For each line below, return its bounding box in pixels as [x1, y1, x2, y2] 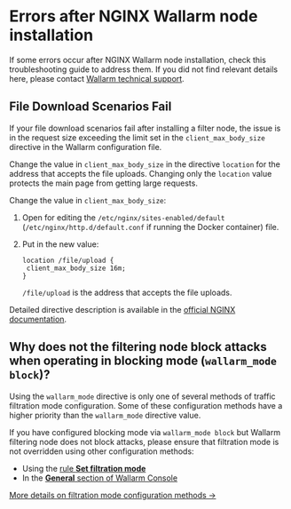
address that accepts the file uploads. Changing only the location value [9, 168, 272, 179]
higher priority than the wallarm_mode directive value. [9, 410, 201, 420]
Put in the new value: [21, 238, 99, 250]
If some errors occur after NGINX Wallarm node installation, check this [9, 54, 266, 65]
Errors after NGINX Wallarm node [9, 6, 258, 27]
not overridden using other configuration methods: [9, 446, 194, 457]
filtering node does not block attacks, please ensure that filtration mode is [9, 436, 279, 447]
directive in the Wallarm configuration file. [9, 141, 162, 152]
